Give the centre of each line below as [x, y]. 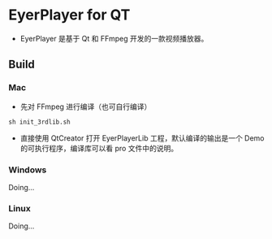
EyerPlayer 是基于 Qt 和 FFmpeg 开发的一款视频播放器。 [114, 38]
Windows [28, 170]
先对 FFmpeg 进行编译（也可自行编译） [86, 106]
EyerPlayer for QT [69, 15]
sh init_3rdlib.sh [39, 122]
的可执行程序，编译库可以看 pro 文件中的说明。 [99, 148]
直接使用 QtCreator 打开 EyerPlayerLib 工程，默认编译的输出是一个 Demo [142, 138]
